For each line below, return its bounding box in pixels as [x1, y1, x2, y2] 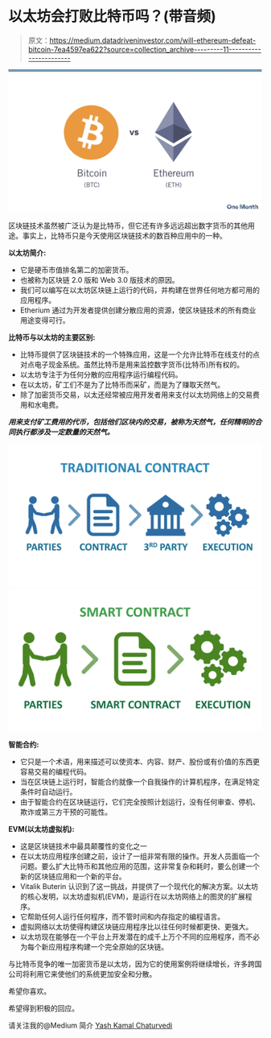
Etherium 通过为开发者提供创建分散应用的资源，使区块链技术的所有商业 [19, 305, 257, 315]
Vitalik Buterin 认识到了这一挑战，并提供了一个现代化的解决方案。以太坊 [19, 882, 259, 891]
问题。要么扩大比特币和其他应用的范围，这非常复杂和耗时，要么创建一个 [19, 862, 260, 871]
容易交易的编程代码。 [19, 767, 91, 777]
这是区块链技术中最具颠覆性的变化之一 [19, 842, 147, 851]
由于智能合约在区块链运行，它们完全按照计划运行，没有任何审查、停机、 [19, 797, 260, 807]
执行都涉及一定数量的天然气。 [14, 428, 114, 437]
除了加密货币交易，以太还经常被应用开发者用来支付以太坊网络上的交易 [19, 390, 253, 399]
